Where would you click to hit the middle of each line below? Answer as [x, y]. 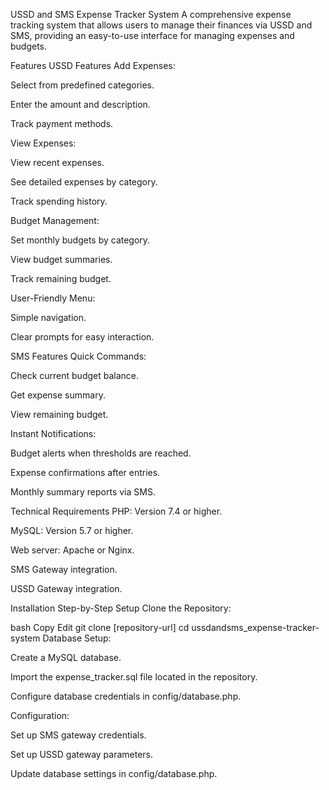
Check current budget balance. [75, 375]
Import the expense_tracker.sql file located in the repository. [134, 677]
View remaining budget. [59, 414]
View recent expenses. [57, 162]
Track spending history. [59, 201]
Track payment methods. [62, 123]
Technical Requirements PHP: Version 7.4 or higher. [116, 511]
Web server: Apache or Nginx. [72, 550]
